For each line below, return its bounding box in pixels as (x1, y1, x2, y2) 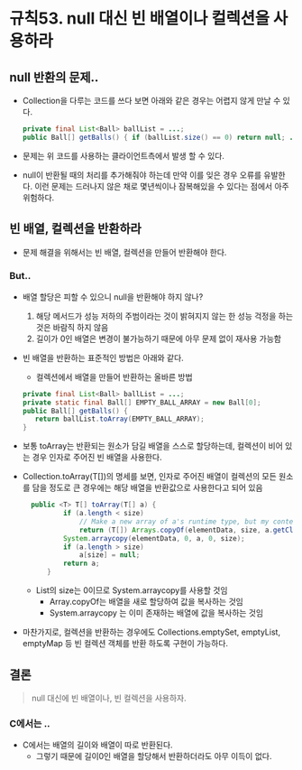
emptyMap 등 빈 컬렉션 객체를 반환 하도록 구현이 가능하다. (22, 638, 228, 649)
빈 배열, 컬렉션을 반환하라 (9, 221, 142, 237)
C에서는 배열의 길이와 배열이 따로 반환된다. (22, 739, 173, 750)
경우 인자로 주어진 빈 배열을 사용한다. (32, 452, 162, 463)
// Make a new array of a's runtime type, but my (79, 516, 270, 526)
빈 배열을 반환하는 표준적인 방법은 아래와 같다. (22, 352, 185, 363)
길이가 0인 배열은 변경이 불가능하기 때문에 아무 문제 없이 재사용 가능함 (35, 333, 282, 344)
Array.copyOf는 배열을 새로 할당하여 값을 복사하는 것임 (49, 597, 243, 608)
